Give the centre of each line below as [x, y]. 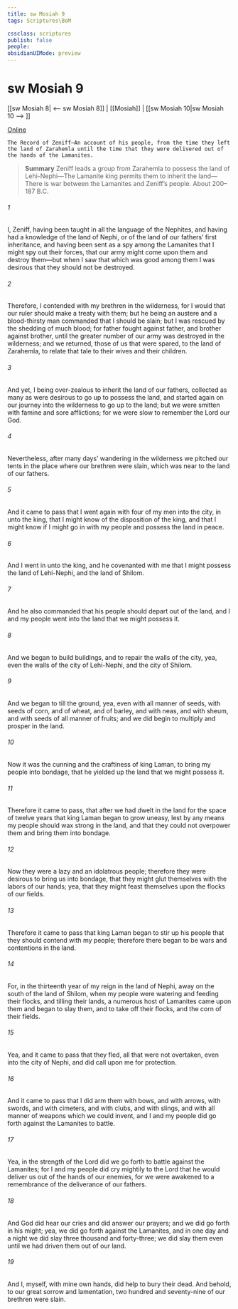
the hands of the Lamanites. [50, 155]
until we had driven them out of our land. [67, 1246]
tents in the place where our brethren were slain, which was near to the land [119, 466]
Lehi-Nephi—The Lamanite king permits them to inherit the [111, 176]
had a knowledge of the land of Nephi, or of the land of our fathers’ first [112, 237]
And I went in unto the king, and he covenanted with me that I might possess [119, 565]
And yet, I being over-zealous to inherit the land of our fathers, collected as [117, 390]
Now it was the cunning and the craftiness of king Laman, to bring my [109, 764]
